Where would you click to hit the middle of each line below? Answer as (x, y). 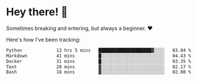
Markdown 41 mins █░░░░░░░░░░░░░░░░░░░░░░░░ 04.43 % (99, 56)
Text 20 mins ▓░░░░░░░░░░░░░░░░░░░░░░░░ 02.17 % (99, 67)
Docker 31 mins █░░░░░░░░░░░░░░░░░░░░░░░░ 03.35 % (99, 61)
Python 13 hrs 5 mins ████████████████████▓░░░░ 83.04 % (99, 50)
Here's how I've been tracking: (43, 39)
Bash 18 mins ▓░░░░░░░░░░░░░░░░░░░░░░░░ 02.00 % (99, 72)
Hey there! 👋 (37, 12)
